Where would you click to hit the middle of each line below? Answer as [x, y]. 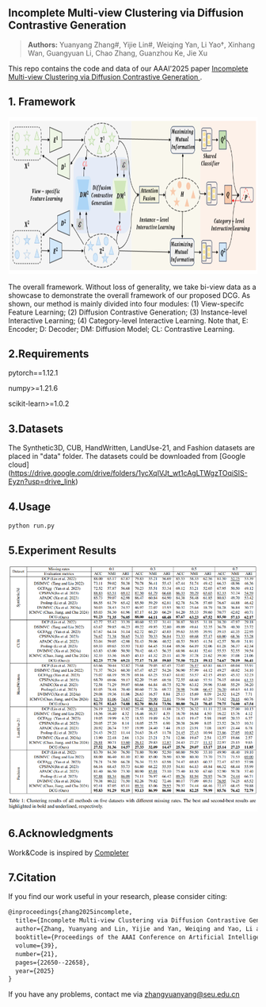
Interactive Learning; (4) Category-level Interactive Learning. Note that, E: [128, 320]
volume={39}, [37, 945]
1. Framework [42, 102]
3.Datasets [36, 428]
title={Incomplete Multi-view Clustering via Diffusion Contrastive [131, 920]
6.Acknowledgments [61, 833]
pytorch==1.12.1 [33, 373]
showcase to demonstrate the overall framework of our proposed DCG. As [129, 295]
